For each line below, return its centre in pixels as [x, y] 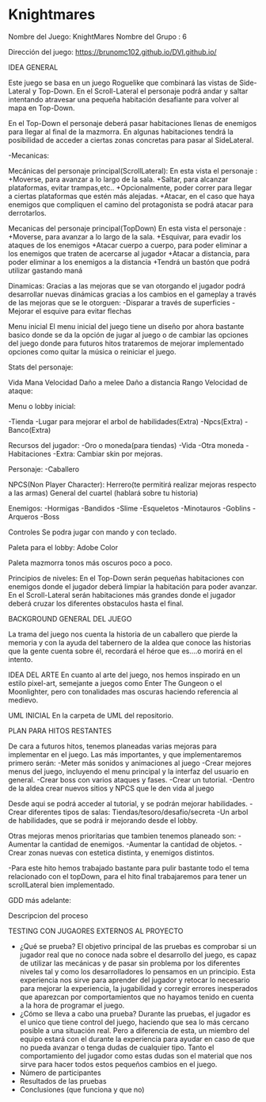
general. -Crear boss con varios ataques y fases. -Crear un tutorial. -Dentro [131, 779]
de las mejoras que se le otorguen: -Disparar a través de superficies [120, 302]
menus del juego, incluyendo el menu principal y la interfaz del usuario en [129, 771]
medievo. [23, 700]
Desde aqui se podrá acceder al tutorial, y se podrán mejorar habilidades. [128, 803]
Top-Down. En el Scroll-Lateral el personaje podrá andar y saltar [143, 91]
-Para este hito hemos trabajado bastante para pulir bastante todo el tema [129, 868]
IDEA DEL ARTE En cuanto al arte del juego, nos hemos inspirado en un [124, 675]
